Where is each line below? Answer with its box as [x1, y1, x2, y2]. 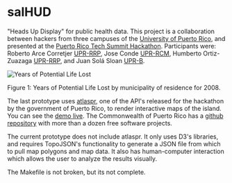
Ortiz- [203, 49, 220, 58]
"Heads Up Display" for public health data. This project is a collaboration [7, 27, 215, 35]
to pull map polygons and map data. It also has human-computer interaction [7, 147, 224, 155]
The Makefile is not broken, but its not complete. [7, 168, 146, 176]
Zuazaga [7, 56, 33, 64]
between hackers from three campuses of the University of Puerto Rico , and [7, 34, 226, 42]
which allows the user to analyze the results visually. [7, 154, 158, 163]
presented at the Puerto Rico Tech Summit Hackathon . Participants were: [7, 42, 217, 50]
